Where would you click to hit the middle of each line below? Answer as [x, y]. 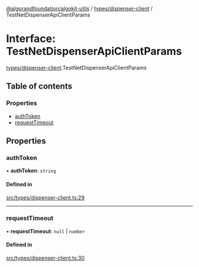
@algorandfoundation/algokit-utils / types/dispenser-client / [79, 9]
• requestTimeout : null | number [46, 231]
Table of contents [39, 86]
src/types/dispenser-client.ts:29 [45, 197]
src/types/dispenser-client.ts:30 [45, 258]
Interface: [31, 39]
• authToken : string [31, 171]
